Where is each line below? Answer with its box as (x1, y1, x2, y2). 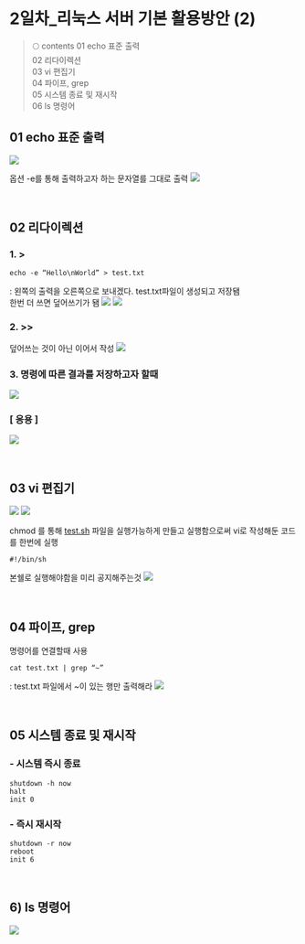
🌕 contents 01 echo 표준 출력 (31, 40, 140, 51)
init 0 (9, 795, 35, 804)
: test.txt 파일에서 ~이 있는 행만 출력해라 (9, 681, 153, 692)
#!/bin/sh (9, 555, 47, 564)
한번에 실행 (18, 537, 59, 548)
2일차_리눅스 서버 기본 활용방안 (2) (9, 8, 257, 29)
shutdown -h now (9, 778, 71, 788)
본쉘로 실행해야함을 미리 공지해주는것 (9, 573, 142, 584)
